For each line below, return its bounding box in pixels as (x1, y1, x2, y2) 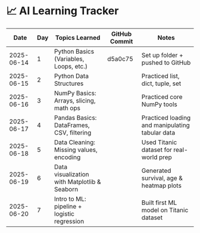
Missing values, (54, 145, 98, 154)
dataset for (141, 145, 173, 154)
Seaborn (54, 185, 79, 193)
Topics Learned (55, 33, 101, 42)
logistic (54, 209, 74, 218)
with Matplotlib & (54, 178, 101, 186)
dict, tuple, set (141, 79, 182, 88)
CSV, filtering (54, 128, 92, 136)
